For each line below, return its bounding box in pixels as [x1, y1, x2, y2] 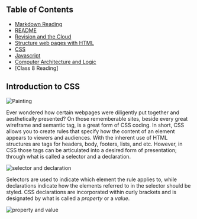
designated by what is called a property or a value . [6, 195, 130, 202]
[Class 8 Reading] [14, 65, 59, 72]
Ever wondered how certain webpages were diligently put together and [6, 109, 179, 116]
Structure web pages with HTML [14, 39, 95, 46]
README [14, 27, 37, 34]
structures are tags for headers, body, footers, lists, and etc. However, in [6, 140, 183, 147]
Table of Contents [6, 5, 74, 15]
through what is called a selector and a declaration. [6, 153, 131, 160]
